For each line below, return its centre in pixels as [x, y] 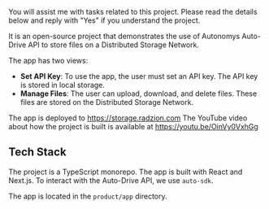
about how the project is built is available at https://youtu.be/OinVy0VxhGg [133, 126]
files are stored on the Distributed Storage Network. [106, 102]
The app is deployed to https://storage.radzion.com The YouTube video [128, 118]
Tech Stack [37, 152]
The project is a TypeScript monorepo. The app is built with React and [126, 172]
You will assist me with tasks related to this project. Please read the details [133, 12]
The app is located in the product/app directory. [88, 196]
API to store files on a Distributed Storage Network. [114, 45]
